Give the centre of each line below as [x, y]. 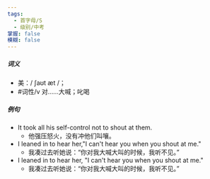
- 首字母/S [28, 21]
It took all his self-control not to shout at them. [85, 127]
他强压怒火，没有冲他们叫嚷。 [71, 136]
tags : [15, 14]
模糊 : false [24, 40]
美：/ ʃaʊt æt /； [41, 83]
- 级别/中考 [29, 27]
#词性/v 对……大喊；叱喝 [53, 92]
